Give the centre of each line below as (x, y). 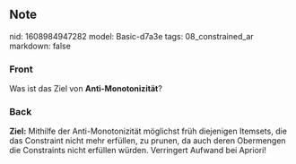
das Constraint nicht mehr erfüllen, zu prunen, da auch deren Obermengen (148, 141)
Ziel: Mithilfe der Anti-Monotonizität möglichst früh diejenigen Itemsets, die (148, 131)
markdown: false (40, 46)
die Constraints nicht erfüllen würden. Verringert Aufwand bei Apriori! (138, 151)
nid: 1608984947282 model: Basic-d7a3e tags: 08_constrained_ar (131, 36)
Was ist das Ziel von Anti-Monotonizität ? (86, 89)
